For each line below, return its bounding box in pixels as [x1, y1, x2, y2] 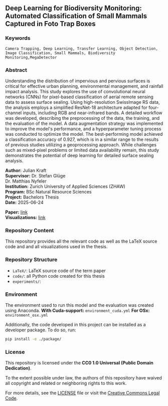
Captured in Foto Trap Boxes [5, 20, 96, 28]
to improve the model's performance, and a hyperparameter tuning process [5, 125, 161, 132]
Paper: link [5, 209, 28, 215]
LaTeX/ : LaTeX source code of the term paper [12, 268, 106, 274]
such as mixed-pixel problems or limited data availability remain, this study [5, 147, 159, 153]
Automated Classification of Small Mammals [5, 12, 147, 21]
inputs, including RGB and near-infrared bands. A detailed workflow [23, 110, 163, 116]
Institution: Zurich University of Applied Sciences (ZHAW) [5, 183, 125, 189]
